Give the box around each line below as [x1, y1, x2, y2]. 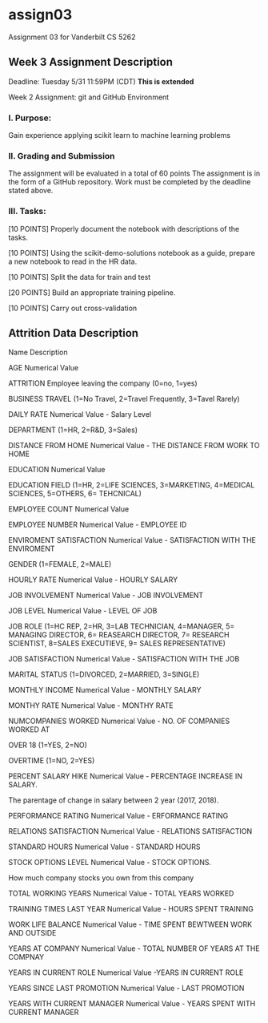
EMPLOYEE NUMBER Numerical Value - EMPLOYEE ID [8, 520, 187, 530]
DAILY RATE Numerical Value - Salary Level [8, 410, 152, 419]
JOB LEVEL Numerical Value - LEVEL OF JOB [8, 606, 158, 616]
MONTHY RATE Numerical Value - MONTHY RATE [8, 701, 174, 710]
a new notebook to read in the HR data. [8, 257, 138, 266]
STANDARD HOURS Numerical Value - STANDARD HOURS [8, 842, 201, 851]
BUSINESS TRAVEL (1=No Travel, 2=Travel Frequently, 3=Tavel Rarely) [8, 394, 240, 404]
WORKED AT [8, 725, 50, 734]
